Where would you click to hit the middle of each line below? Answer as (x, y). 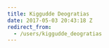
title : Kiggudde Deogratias (49, 14)
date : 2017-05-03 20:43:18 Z (50, 20)
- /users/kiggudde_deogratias (58, 34)
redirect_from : (30, 27)
